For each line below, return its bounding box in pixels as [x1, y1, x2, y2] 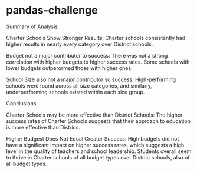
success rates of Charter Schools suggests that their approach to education [6, 117, 191, 124]
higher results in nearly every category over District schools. [6, 41, 153, 48]
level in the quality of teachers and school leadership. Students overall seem [6, 148, 192, 155]
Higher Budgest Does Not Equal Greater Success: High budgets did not [6, 135, 179, 142]
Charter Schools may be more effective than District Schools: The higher [6, 111, 183, 118]
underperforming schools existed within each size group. [6, 88, 145, 95]
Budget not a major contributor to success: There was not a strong [6, 52, 168, 59]
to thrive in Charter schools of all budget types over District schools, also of [6, 154, 190, 161]
